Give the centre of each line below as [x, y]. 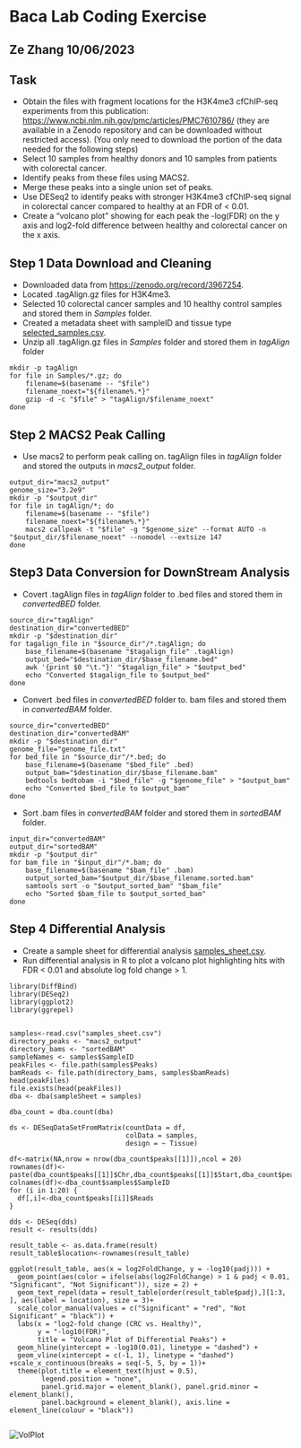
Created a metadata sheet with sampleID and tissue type [127, 323]
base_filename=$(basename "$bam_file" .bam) [110, 870]
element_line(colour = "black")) [72, 1410]
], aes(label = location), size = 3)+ [82, 1300]
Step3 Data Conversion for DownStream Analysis [150, 573]
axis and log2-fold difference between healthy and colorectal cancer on [155, 225]
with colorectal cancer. [64, 169]
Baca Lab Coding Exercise [108, 17]
